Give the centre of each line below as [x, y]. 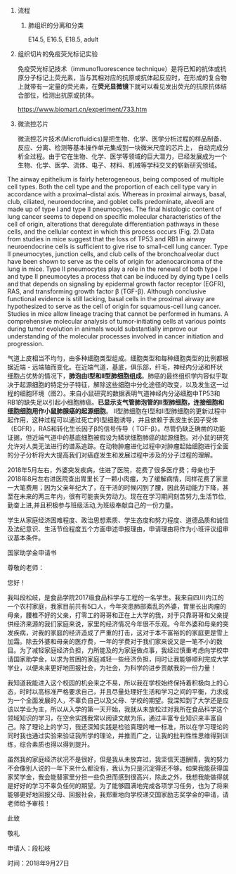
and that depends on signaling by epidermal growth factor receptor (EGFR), [117, 284]
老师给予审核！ [29, 803]
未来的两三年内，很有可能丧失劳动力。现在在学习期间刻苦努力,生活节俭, [123, 496]
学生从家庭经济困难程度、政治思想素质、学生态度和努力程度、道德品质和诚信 [118, 520]
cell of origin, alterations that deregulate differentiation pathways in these [113, 224]
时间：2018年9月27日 [38, 863]
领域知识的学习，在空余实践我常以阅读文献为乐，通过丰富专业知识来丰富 [112, 718]
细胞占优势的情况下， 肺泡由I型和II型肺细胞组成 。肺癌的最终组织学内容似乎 [114, 376]
